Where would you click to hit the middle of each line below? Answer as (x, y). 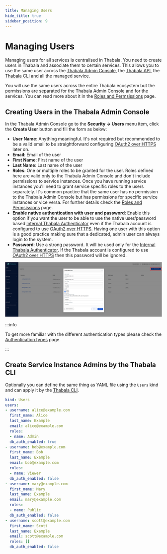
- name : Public (25, 510)
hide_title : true (23, 16)
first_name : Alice (29, 415)
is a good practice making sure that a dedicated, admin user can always (86, 234)
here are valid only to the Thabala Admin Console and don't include (81, 176)
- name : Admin (24, 436)
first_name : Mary (28, 489)
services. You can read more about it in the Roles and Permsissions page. (81, 96)
